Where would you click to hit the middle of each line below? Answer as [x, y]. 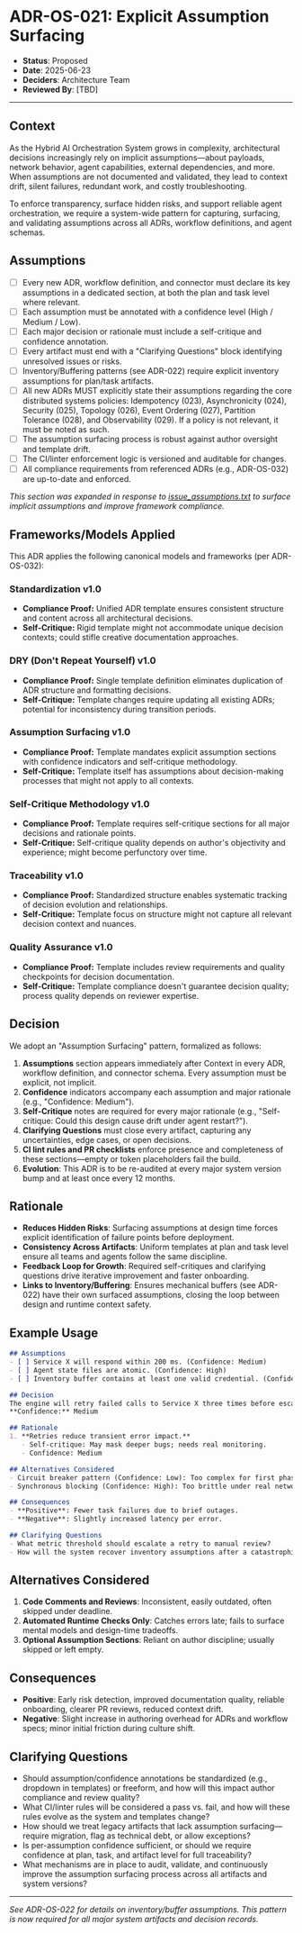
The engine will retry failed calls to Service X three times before [142, 1403]
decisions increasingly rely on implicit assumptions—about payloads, [137, 157]
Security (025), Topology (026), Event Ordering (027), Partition [139, 410]
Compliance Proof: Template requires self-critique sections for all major [156, 824]
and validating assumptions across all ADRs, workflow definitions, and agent [151, 222]
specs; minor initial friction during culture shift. [109, 1729]
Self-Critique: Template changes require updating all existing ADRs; [149, 699]
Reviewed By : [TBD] [60, 89]
